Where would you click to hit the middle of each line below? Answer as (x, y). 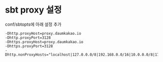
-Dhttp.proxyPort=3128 (28, 38)
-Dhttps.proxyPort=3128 (29, 46)
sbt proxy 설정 (33, 10)
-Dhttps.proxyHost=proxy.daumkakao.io (44, 42)
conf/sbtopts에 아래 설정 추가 (33, 24)
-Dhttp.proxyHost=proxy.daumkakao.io (43, 33)
